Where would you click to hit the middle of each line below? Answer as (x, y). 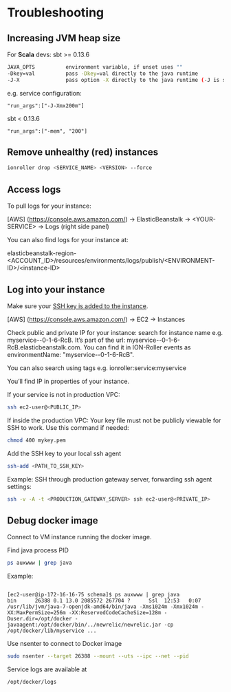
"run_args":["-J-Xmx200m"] (46, 106)
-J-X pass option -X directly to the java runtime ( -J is (113, 80)
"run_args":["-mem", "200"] (47, 131)
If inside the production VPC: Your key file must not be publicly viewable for (114, 420)
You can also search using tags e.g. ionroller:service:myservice (97, 368)
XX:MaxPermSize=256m (37, 613)
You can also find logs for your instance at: (68, 240)
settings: (20, 486)
